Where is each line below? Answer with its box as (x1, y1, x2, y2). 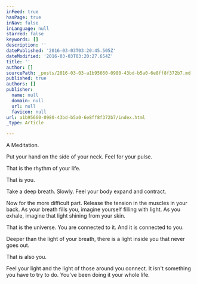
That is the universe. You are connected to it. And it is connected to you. (6, 224, 184, 231)
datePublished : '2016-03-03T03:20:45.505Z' (6, 48, 116, 54)
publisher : (6, 87, 33, 93)
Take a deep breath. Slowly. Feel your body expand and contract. (6, 188, 167, 195)
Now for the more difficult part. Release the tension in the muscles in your (6, 200, 188, 207)
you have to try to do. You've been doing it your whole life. (6, 271, 150, 279)
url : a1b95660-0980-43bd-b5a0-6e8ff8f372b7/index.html (6, 114, 146, 120)
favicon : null (11, 109, 47, 115)
